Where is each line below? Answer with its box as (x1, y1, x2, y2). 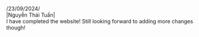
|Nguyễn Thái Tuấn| (6, 11, 55, 18)
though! (6, 24, 26, 31)
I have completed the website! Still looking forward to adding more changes (6, 18, 194, 24)
